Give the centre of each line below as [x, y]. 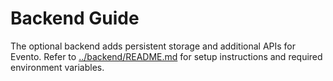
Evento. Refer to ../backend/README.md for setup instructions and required [166, 56]
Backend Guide [75, 18]
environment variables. [57, 67]
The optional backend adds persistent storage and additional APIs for [153, 46]
